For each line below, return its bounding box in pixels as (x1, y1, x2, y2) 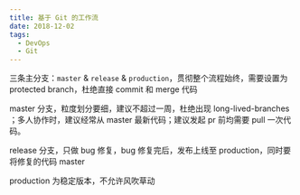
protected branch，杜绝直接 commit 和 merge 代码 (9, 84, 198, 95)
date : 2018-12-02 (9, 22, 75, 31)
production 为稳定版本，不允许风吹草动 (9, 175, 155, 186)
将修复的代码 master (9, 156, 86, 167)
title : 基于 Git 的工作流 (9, 13, 99, 23)
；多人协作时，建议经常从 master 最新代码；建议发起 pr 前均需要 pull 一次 (9, 115, 284, 125)
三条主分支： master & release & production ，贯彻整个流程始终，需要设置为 (9, 73, 288, 84)
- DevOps (17, 38, 51, 48)
